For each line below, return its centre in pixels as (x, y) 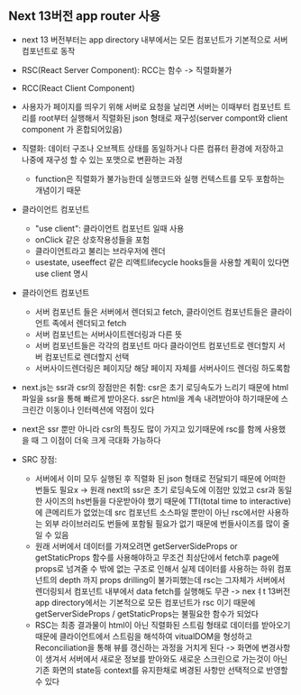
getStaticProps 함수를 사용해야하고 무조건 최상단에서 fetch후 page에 (157, 557)
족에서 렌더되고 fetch (89, 323)
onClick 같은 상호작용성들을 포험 (92, 239)
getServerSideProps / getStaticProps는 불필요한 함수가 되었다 (146, 613)
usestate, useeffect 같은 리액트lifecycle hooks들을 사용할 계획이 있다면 (162, 262)
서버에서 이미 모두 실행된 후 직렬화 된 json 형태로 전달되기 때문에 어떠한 (160, 478)
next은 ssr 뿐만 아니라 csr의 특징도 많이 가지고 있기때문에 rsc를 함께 (141, 429)
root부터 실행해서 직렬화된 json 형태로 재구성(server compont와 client (163, 118)
